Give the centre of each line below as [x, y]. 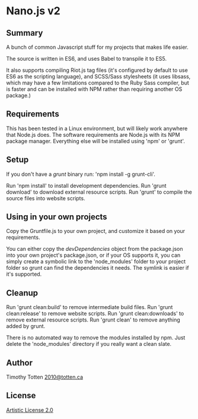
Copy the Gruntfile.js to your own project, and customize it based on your [96, 231]
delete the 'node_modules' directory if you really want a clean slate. [89, 344]
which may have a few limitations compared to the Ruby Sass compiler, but [98, 83]
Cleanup [22, 293]
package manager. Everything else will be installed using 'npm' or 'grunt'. [96, 141]
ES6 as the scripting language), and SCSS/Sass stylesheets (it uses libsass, [98, 76]
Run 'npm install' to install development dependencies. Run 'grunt [87, 185]
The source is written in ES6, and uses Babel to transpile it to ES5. [87, 59]
